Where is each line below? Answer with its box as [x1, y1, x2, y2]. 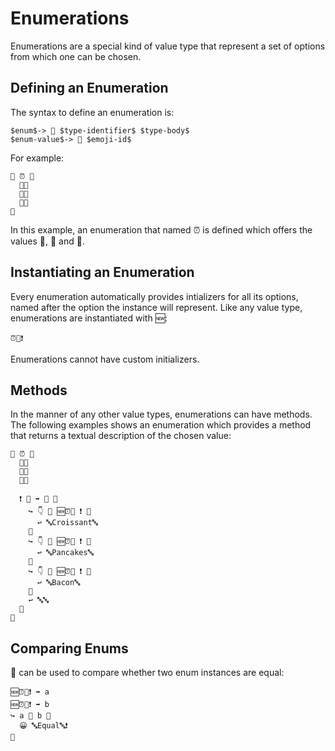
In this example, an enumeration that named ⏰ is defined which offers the [10, 223, 313, 236]
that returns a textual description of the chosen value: [10, 430, 232, 442]
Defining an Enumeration [10, 80, 169, 97]
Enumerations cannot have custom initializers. [10, 353, 200, 365]
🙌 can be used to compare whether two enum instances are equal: [10, 667, 285, 679]
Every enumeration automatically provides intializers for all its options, [10, 290, 299, 302]
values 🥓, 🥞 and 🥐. [10, 235, 85, 247]
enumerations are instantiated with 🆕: [10, 312, 168, 324]
